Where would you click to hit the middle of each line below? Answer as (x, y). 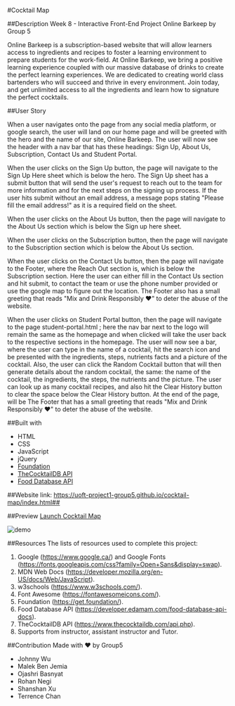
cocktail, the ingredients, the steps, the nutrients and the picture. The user (115, 379)
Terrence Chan (39, 696)
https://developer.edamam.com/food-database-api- (152, 609)
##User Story (27, 111)
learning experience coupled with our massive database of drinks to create (116, 67)
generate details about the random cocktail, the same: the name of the (109, 372)
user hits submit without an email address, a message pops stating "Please (116, 198)
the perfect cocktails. (38, 97)
